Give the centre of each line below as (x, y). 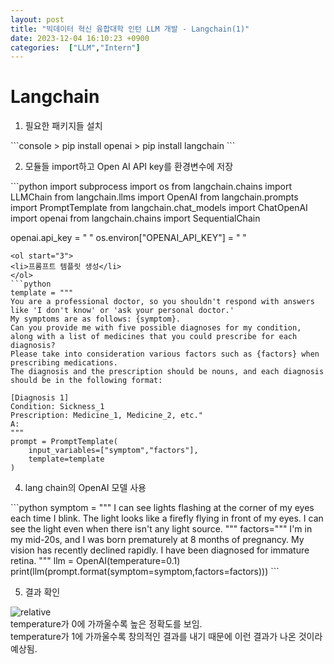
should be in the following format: (86, 381)
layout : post (37, 19)
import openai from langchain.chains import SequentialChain (135, 218)
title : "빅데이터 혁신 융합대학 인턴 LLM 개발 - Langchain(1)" (130, 29)
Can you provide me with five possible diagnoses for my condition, (156, 328)
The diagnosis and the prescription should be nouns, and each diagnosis (167, 372)
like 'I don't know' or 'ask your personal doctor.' (122, 311)
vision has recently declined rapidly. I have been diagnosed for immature (160, 550)
